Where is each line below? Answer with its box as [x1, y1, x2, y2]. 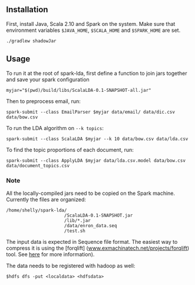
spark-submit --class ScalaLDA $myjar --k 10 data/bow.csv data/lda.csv [6, 135, 189, 142]
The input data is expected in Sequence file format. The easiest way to [6, 238, 178, 245]
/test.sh [64, 228, 85, 234]
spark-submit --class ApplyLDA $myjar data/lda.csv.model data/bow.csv [6, 157, 186, 164]
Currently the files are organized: [6, 195, 87, 203]
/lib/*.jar [64, 217, 91, 223]
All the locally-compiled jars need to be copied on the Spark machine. [6, 190, 176, 197]
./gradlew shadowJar [6, 38, 57, 44]
